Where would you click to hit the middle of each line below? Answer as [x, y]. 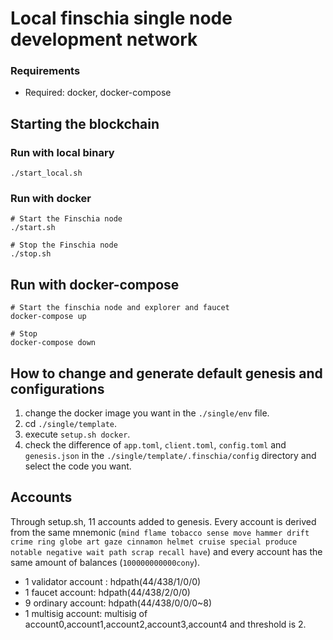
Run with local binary [62, 152]
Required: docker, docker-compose [98, 93]
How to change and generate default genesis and [166, 373]
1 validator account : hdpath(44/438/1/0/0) [113, 581]
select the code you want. [78, 466]
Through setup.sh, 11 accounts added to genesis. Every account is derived [163, 521]
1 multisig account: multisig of [86, 613]
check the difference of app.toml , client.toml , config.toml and [155, 445]
